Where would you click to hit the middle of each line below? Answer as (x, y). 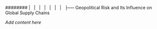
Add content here (23, 22)
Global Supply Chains (28, 13)
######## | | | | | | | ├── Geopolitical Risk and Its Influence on (78, 8)
